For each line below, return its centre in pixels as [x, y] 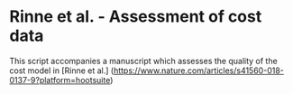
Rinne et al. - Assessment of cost [136, 17]
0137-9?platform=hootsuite [60, 80]
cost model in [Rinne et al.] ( [62, 70]
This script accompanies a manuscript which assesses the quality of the [143, 61]
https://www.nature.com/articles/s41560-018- [198, 70]
